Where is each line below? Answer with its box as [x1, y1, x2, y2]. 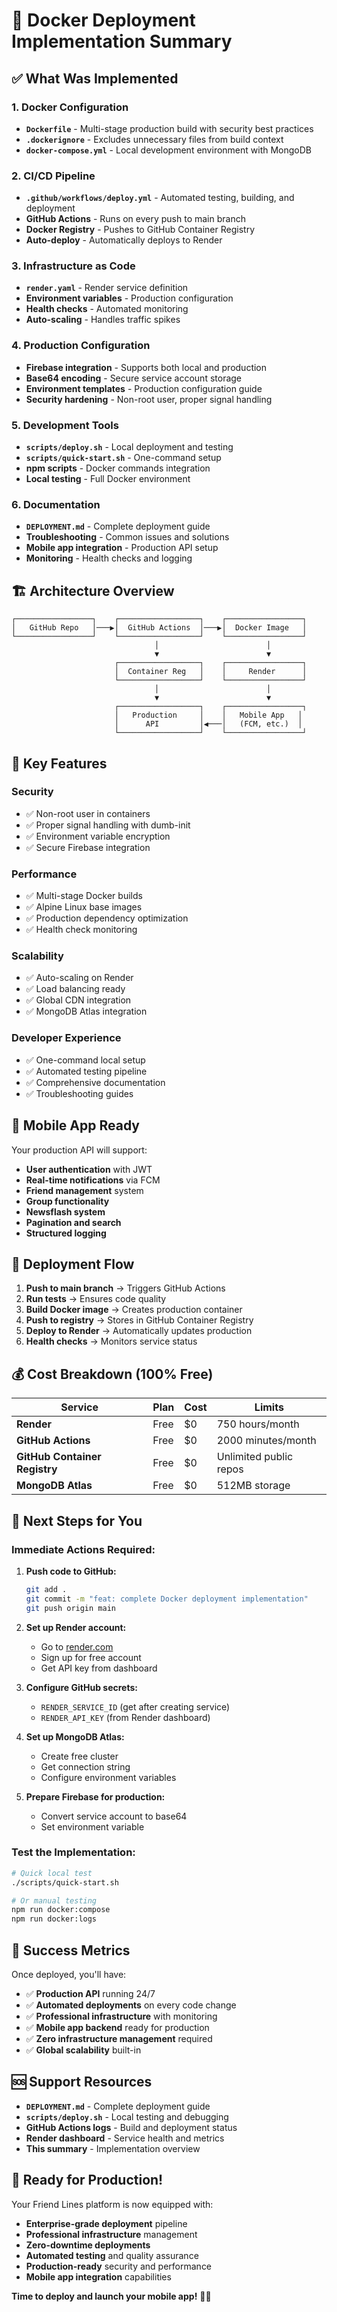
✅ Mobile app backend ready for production [25, 2021, 210, 2033]
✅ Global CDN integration [25, 994, 132, 1006]
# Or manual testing [11, 1895, 98, 1906]
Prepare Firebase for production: [25, 1790, 166, 1803]
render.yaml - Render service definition [25, 282, 189, 294]
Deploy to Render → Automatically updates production [25, 1325, 253, 1337]
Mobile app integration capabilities [25, 2270, 172, 2283]
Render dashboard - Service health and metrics [25, 2132, 225, 2144]
